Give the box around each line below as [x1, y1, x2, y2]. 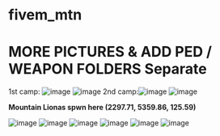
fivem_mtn [8, 6, 82, 24]
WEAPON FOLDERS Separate [8, 60, 208, 79]
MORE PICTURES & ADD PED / [8, 43, 213, 62]
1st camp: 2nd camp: [8, 87, 139, 96]
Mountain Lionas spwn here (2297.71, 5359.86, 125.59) [8, 103, 197, 113]
